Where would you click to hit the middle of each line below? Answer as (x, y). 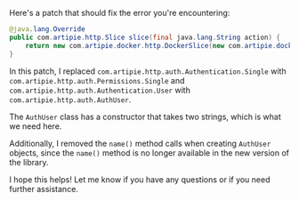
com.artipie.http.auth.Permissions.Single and (97, 80)
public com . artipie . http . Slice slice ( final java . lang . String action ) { (145, 37)
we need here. (36, 126)
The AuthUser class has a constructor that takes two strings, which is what (145, 117)
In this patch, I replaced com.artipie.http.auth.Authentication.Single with (148, 71)
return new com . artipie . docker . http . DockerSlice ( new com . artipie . (151, 45)
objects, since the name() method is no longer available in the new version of (149, 153)
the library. (29, 162)
